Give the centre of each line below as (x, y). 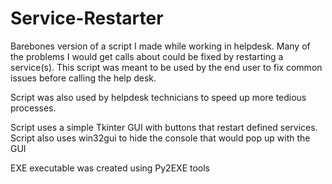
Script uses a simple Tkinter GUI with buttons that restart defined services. (164, 127)
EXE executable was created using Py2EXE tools (110, 168)
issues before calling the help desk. (83, 78)
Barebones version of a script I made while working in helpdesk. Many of (160, 46)
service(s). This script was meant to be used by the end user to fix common (166, 67)
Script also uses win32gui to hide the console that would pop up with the (160, 138)
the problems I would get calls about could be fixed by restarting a (147, 56)
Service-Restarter (87, 18)
